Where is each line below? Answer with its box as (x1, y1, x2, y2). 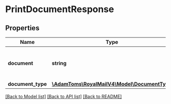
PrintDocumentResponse (5, 4, 115, 15)
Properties (5, 24, 40, 32)
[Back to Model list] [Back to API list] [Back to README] (5, 93, 122, 99)
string (51, 60, 67, 67)
